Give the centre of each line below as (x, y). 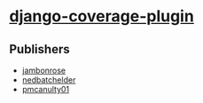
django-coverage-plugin (102, 16)
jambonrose (44, 70)
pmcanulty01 (46, 89)
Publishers (39, 49)
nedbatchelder (49, 80)
